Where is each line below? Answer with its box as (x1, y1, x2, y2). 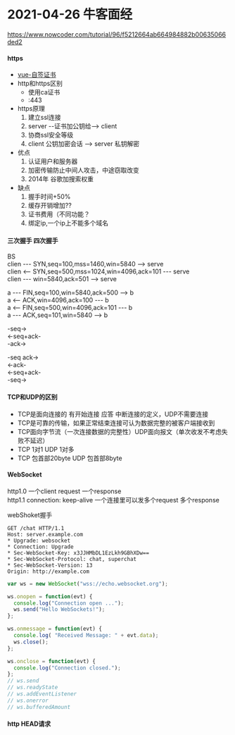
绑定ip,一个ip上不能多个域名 (27, 219, 109, 228)
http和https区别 (17, 79, 63, 88)
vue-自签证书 (17, 70, 56, 79)
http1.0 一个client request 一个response (7, 487, 122, 495)
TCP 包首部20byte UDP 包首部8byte (17, 454, 122, 462)
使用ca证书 (27, 88, 61, 97)
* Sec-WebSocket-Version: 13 (7, 562, 93, 569)
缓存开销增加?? (27, 202, 72, 210)
